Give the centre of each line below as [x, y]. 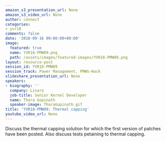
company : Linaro [27, 90]
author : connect [22, 19]
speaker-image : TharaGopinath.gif [46, 105]
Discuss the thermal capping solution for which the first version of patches [83, 128]
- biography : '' [22, 86]
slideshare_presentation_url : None [43, 76]
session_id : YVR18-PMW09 [31, 67]
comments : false [22, 34]
